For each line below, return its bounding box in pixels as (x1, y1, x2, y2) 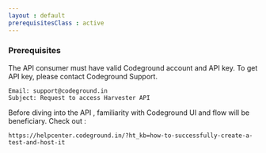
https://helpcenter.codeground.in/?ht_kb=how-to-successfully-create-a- (8, 132, 253, 140)
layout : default (8, 11, 66, 20)
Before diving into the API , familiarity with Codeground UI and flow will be (8, 108, 250, 117)
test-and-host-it (8, 138, 66, 147)
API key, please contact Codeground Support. (8, 71, 158, 81)
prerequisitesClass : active (8, 19, 104, 27)
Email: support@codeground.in (8, 86, 108, 95)
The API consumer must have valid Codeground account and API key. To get (8, 63, 258, 72)
